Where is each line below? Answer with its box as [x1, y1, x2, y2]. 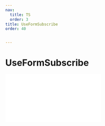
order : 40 [5, 26, 27, 31]
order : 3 [10, 17, 29, 22]
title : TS [10, 12, 31, 17]
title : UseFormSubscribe [5, 21, 58, 27]
